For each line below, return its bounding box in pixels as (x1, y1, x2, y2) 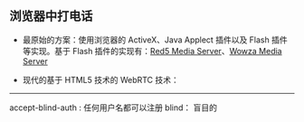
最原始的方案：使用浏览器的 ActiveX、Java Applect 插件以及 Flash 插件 (22, 34, 288, 45)
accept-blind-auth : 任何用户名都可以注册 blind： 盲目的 (9, 102, 217, 113)
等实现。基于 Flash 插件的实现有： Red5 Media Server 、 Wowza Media (22, 45, 282, 56)
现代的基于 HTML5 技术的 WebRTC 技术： (22, 74, 179, 85)
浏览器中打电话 (9, 8, 93, 24)
